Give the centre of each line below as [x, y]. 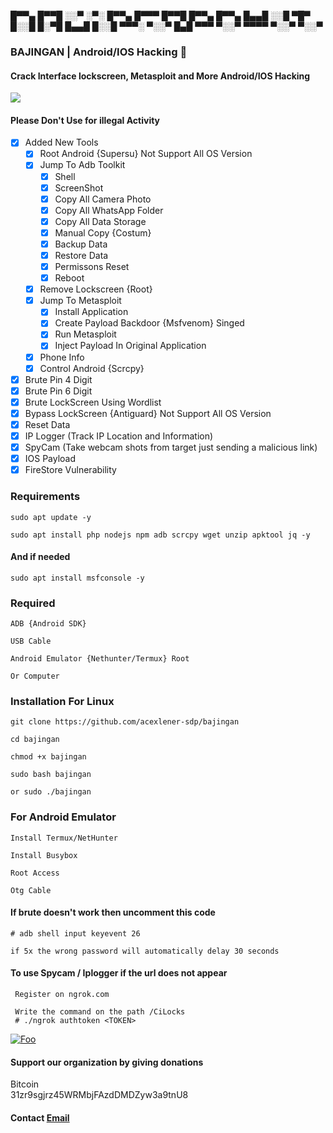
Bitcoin [25, 1084]
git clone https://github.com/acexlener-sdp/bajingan [125, 722]
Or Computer [35, 676]
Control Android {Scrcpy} [92, 368]
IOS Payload [50, 459]
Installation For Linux [62, 701]
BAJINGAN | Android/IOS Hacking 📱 [99, 52]
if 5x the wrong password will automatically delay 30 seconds [145, 951]
